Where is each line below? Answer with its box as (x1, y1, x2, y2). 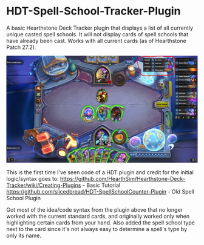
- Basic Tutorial (82, 181, 120, 189)
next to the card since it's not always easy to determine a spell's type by (6, 226, 187, 233)
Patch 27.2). (6, 44, 36, 51)
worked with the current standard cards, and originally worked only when (6, 213, 190, 220)
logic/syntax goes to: (6, 175, 59, 183)
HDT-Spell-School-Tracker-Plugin (6, 4, 181, 18)
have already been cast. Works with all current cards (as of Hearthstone (6, 37, 186, 44)
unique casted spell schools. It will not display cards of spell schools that (6, 30, 189, 38)
